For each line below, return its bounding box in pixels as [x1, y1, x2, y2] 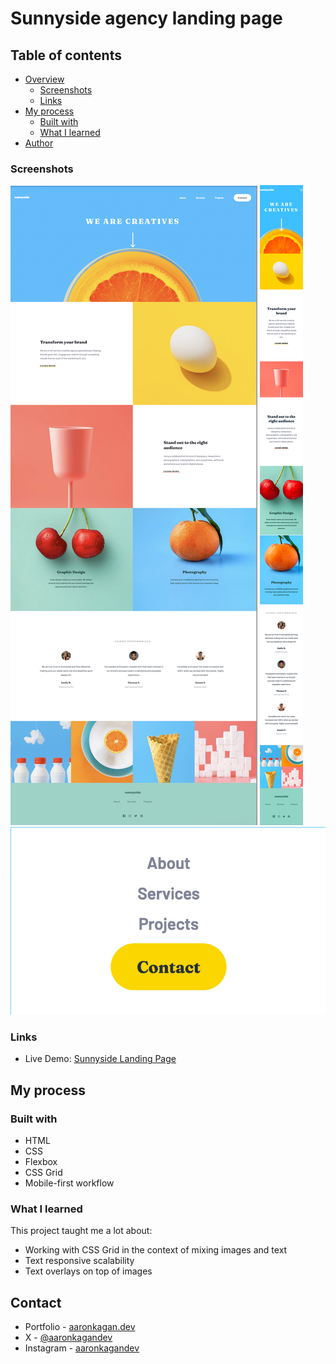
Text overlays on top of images [24, 1265, 153, 1277]
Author [24, 137, 54, 149]
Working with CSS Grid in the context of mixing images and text [24, 1244, 288, 1256]
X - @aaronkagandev [24, 1332, 113, 1344]
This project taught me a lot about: [10, 1225, 153, 1237]
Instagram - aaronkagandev [24, 1342, 140, 1354]
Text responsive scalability [24, 1255, 135, 1267]
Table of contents [10, 47, 122, 64]
